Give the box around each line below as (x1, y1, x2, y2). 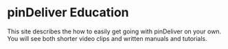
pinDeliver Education (7, 5, 129, 20)
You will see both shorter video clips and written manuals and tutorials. (7, 34, 207, 42)
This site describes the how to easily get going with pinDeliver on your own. (7, 27, 222, 35)
